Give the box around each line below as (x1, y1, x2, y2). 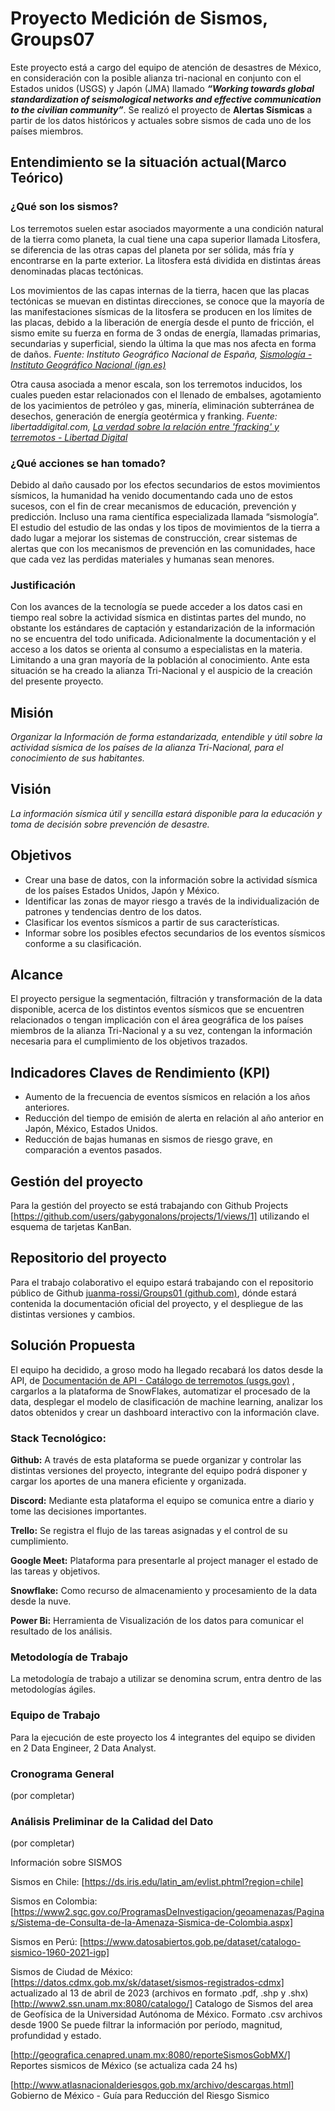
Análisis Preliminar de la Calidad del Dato (10, 1814, 214, 1828)
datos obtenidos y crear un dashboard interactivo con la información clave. (10, 1406, 320, 1418)
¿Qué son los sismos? (10, 200, 119, 214)
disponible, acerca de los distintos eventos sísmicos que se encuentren (10, 1003, 305, 1016)
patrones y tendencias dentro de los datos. (24, 905, 202, 917)
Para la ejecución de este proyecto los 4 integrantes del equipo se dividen (10, 1731, 316, 1743)
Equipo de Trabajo (10, 1708, 101, 1722)
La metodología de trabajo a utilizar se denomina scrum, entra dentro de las (10, 1673, 322, 1685)
